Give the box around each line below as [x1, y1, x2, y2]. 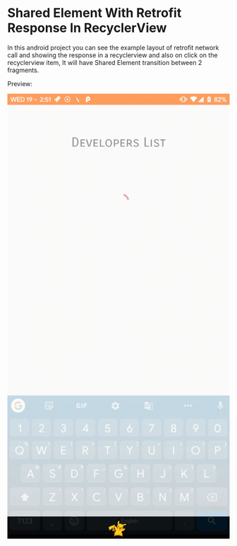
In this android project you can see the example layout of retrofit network [7, 43, 219, 52]
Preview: [7, 79, 33, 88]
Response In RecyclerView [7, 20, 167, 36]
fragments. [7, 66, 39, 74]
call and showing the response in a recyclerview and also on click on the [7, 51, 218, 59]
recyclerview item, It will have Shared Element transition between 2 [7, 58, 202, 66]
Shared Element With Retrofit [7, 5, 182, 21]
